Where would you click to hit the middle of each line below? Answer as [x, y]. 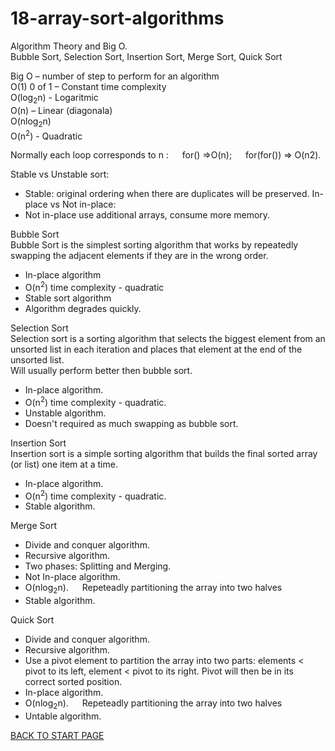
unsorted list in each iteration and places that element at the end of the [156, 349]
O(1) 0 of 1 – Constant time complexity [88, 86]
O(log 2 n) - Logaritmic [54, 98]
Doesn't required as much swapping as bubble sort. [131, 423]
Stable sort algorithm [68, 298]
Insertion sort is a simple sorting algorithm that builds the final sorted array [164, 453]
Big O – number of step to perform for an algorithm [115, 76]
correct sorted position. [73, 681]
